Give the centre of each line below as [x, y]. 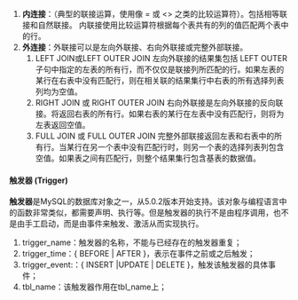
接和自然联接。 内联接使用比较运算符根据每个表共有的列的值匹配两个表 [151, 25]
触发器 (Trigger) [39, 180]
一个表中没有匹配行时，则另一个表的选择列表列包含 [191, 147]
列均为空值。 [59, 91]
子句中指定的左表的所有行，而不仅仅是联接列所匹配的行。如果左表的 [160, 69]
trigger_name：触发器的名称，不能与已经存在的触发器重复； [132, 242]
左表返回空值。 [63, 125]
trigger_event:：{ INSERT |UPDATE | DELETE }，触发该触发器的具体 [145, 264]
